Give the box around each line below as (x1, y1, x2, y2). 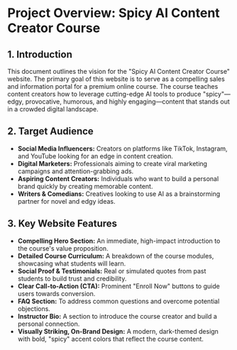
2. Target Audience (7, 126, 94, 138)
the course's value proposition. (17, 244, 109, 253)
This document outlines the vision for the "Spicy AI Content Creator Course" (7, 67, 231, 75)
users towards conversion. (17, 289, 96, 297)
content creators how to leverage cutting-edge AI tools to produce (7, 90, 202, 98)
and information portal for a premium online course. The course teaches (7, 82, 219, 90)
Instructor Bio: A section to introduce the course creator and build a (17, 312, 218, 320)
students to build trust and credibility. (17, 274, 127, 283)
